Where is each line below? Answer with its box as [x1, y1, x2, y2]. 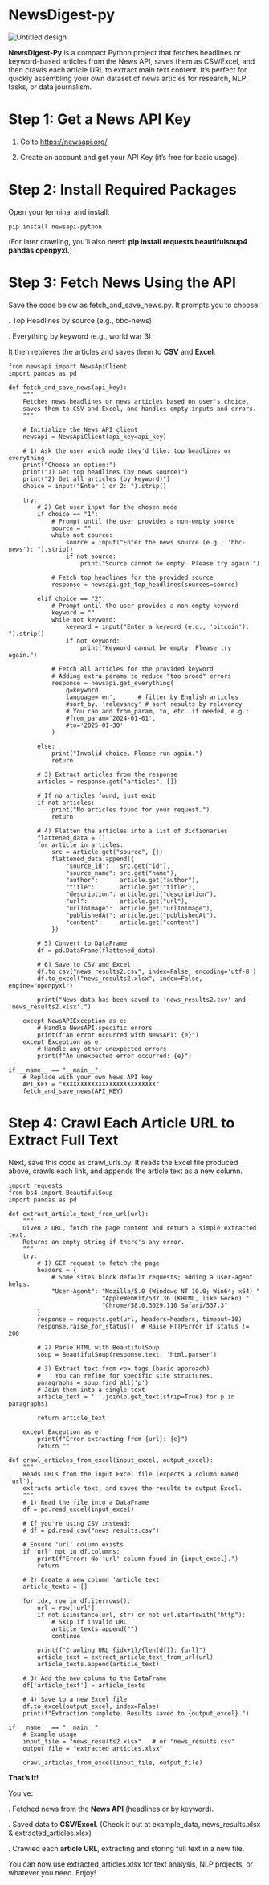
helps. [8, 1280, 31, 1288]
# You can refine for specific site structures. [37, 1371, 214, 1380]
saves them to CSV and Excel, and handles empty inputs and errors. [22, 405, 257, 413]
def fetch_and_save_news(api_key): [8, 384, 128, 392]
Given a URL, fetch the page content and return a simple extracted [22, 1224, 257, 1232]
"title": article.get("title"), [65, 883, 196, 891]
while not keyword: [51, 615, 116, 624]
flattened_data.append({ [51, 855, 135, 863]
